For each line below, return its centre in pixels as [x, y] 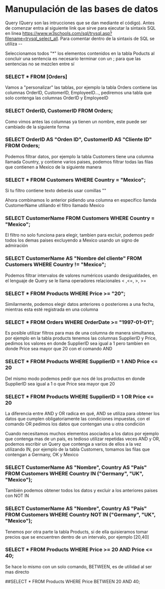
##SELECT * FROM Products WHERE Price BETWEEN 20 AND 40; [73, 581]
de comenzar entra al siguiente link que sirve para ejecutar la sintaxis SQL [81, 28]
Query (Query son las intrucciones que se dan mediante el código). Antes [80, 23]
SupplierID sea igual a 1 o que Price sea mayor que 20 [60, 383]
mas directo [17, 572]
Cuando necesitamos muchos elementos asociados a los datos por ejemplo [82, 433]
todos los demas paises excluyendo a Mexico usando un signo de [72, 240]
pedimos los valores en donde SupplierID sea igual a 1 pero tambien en [77, 343]
